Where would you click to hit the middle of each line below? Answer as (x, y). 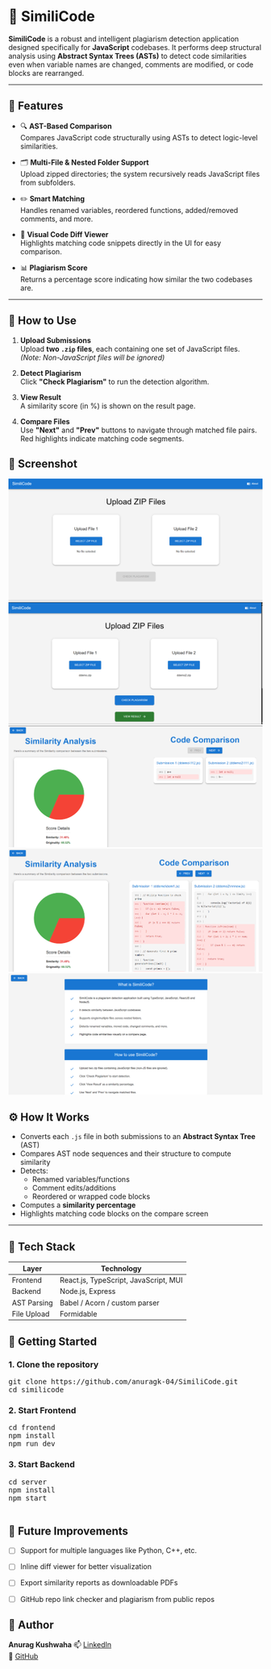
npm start (27, 1498)
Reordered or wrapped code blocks (91, 1196)
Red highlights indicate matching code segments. (102, 438)
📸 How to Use (42, 321)
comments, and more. (56, 219)
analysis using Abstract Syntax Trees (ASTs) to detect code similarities (128, 56)
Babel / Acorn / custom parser (110, 1303)
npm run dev (32, 1444)
